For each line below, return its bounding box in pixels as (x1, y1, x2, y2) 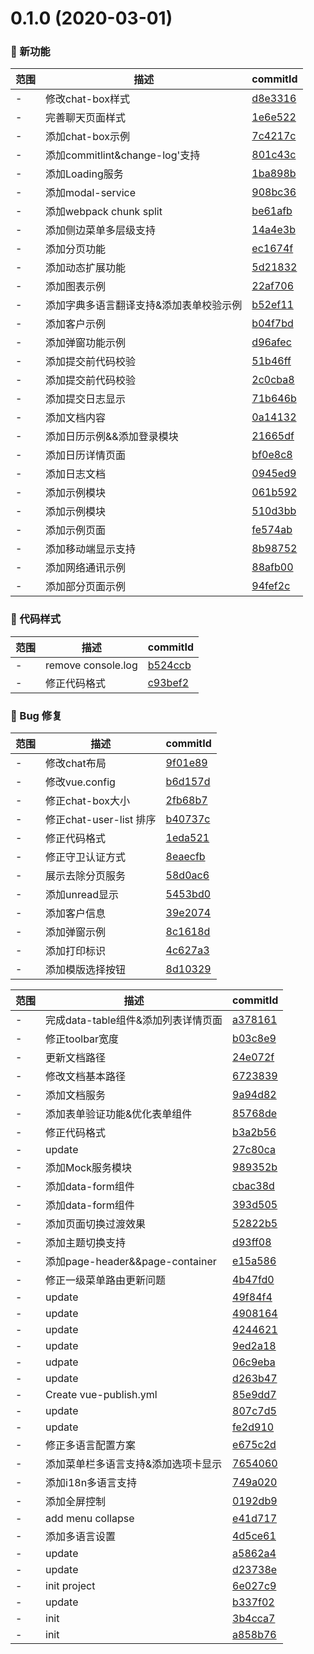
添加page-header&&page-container (45, 1255, 217, 1269)
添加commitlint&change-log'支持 (45, 148, 201, 162)
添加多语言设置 (45, 1530, 117, 1544)
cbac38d (232, 1179, 275, 1193)
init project (45, 1579, 96, 1593)
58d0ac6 (165, 868, 210, 882)
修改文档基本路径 (45, 1070, 127, 1084)
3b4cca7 (232, 1612, 276, 1626)
